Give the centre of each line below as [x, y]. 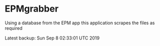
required [14, 28]
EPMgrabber [32, 9]
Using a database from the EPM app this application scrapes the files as [80, 23]
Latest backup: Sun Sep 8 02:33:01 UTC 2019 [52, 38]
